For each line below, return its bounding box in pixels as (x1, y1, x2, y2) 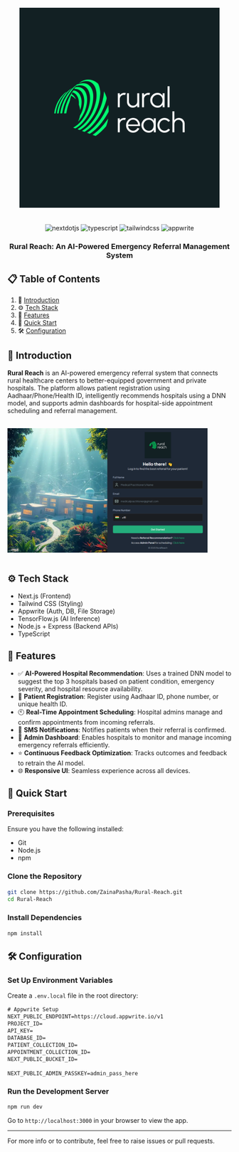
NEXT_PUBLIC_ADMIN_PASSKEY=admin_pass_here (7, 1070, 139, 1077)
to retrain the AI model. (17, 759, 85, 767)
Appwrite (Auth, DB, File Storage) (17, 607, 116, 615)
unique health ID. (17, 700, 68, 708)
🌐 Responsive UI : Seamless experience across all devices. (17, 766, 191, 774)
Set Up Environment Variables (7, 975, 113, 985)
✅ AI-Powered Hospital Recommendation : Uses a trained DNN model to (17, 668, 232, 678)
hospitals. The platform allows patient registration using (7, 383, 171, 392)
